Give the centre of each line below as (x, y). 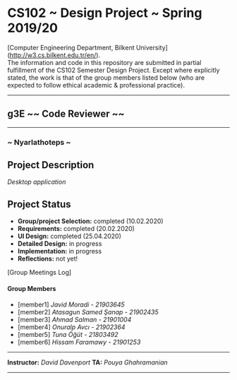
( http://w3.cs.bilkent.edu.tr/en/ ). (54, 55)
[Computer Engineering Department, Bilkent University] (87, 47)
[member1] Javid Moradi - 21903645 (71, 304)
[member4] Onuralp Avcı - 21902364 (71, 327)
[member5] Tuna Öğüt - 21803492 (68, 334)
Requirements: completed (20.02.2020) (76, 229)
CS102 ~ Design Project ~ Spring (105, 13)
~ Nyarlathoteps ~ (39, 142)
